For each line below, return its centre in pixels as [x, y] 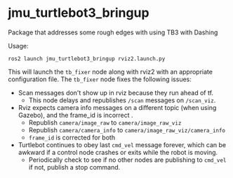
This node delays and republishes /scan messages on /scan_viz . [122, 100]
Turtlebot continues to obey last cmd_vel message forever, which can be [122, 144]
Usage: [18, 46]
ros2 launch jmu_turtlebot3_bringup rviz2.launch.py [87, 59]
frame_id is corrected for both [72, 137]
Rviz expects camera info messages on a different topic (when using [117, 107]
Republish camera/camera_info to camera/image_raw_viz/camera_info [127, 130]
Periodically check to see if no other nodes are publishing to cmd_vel [127, 160]
